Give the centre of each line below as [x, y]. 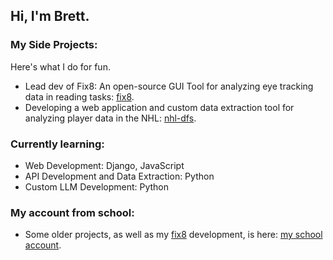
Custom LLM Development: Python [97, 186]
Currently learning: [57, 144]
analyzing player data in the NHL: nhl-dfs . [110, 118]
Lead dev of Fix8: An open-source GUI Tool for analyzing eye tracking [169, 86]
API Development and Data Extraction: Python [119, 176]
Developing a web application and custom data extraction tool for [159, 107]
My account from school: [72, 212]
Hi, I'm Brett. [50, 16]
